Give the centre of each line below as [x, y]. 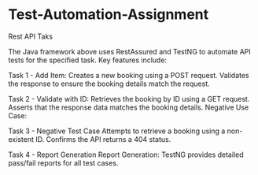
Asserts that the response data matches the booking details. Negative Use [129, 107]
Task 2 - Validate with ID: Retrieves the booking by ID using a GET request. [129, 99]
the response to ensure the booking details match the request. [109, 84]
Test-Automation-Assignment [109, 15]
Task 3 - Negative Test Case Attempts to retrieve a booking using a [117, 131]
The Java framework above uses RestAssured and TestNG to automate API [130, 51]
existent [21, 139]
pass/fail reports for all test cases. [63, 162]
